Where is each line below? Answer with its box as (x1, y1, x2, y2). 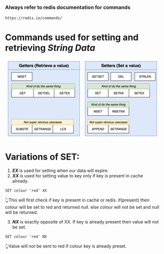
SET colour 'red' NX (5, 234, 47, 239)
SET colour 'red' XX (5, 188, 47, 193)
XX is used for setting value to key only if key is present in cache (12, 173, 143, 179)
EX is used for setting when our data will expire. (12, 168, 109, 173)
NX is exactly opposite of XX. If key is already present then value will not (12, 219, 159, 225)
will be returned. (5, 209, 38, 215)
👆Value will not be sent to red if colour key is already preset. (5, 243, 127, 249)
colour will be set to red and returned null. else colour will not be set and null (5, 204, 160, 210)
